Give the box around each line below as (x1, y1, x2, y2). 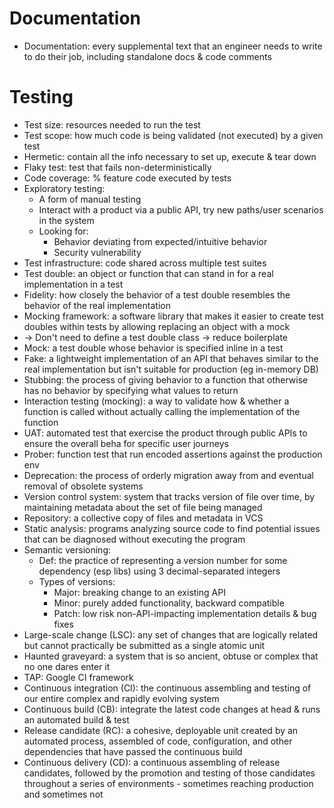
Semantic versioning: (23, 543, 111, 556)
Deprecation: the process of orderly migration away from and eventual (23, 469, 314, 481)
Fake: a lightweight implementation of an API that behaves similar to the (23, 352, 319, 364)
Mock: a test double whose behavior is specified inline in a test (23, 342, 284, 354)
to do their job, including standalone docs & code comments (23, 50, 272, 62)
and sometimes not (23, 788, 104, 800)
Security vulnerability (53, 246, 142, 258)
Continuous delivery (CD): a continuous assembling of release (23, 756, 281, 768)
